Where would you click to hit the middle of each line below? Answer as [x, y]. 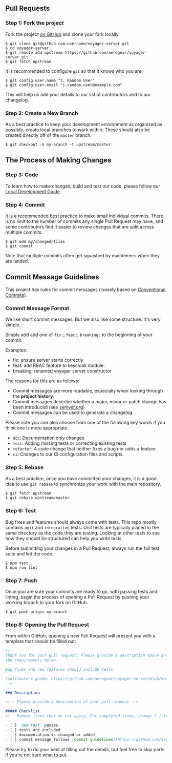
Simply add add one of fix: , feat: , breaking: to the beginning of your [79, 335]
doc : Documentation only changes [48, 438]
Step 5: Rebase [25, 467]
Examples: [16, 350]
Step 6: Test [20, 511]
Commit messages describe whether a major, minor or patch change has [89, 402]
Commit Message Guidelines [52, 277]
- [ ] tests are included [33, 730]
